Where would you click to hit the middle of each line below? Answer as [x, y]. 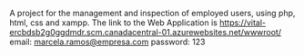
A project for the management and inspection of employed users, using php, [152, 13]
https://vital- [243, 23]
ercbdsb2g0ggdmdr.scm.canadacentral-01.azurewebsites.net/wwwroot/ [146, 32]
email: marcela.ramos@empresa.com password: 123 [107, 42]
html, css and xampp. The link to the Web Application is [114, 23]
